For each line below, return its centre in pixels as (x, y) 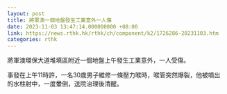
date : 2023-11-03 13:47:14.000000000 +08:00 (73, 26)
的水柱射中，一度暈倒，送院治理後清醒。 (65, 84)
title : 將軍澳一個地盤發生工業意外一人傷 (60, 20)
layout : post (26, 14)
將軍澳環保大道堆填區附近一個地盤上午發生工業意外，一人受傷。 (98, 61)
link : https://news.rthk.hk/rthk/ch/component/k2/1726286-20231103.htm (113, 33)
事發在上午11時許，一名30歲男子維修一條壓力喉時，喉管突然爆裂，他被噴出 (114, 75)
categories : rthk (32, 40)
